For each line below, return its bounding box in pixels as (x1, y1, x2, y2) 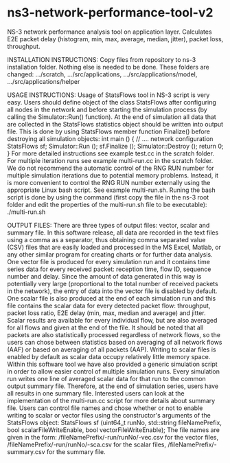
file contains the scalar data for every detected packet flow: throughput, (7, 301, 211, 310)
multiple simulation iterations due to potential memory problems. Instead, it (7, 171, 218, 180)
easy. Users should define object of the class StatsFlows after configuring (7, 98, 216, 106)
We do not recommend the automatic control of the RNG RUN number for (7, 164, 214, 172)
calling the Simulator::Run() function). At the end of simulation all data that (7, 112, 216, 121)
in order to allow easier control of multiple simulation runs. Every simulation (7, 367, 220, 376)
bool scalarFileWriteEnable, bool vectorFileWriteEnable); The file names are (7, 425, 220, 434)
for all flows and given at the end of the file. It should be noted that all (7, 323, 204, 332)
